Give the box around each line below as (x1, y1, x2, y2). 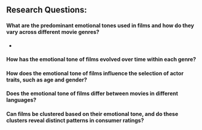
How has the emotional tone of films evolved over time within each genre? (6, 56, 197, 63)
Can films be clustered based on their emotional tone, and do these (6, 110, 178, 117)
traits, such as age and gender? (6, 76, 88, 83)
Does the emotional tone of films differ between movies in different (6, 90, 178, 97)
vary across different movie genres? (6, 28, 100, 35)
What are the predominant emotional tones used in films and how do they (6, 21, 195, 29)
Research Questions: (6, 5, 87, 15)
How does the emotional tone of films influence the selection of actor (6, 69, 184, 77)
